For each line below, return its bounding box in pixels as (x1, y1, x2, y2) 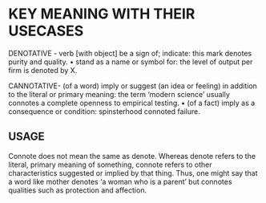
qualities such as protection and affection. (8, 185, 147, 195)
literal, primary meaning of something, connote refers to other (8, 160, 212, 169)
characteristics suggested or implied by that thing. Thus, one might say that (8, 168, 258, 177)
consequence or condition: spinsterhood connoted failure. (8, 106, 200, 116)
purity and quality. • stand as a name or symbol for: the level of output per (8, 57, 253, 67)
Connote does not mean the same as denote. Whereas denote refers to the (8, 151, 256, 160)
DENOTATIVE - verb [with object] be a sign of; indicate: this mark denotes (8, 48, 252, 58)
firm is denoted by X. (8, 65, 78, 75)
